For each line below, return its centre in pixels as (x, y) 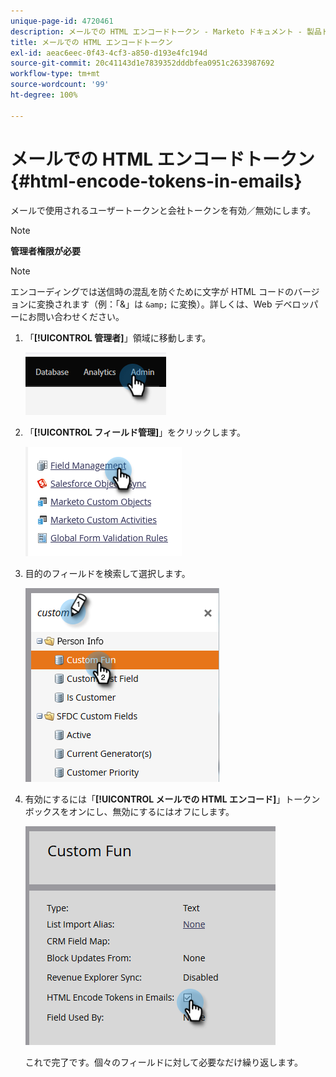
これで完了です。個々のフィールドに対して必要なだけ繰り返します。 (163, 1062)
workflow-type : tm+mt (55, 74)
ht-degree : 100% (44, 95)
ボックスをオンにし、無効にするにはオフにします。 (129, 811)
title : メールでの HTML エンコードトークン (91, 42)
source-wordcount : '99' (60, 85)
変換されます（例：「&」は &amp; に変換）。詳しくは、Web (154, 304)
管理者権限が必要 (45, 251)
